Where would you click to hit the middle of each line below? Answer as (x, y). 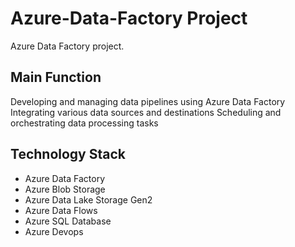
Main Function (56, 77)
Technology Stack (68, 154)
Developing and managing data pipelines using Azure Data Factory (148, 101)
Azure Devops (54, 231)
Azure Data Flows (61, 210)
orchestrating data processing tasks (84, 123)
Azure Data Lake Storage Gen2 (88, 199)
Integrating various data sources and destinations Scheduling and (146, 112)
